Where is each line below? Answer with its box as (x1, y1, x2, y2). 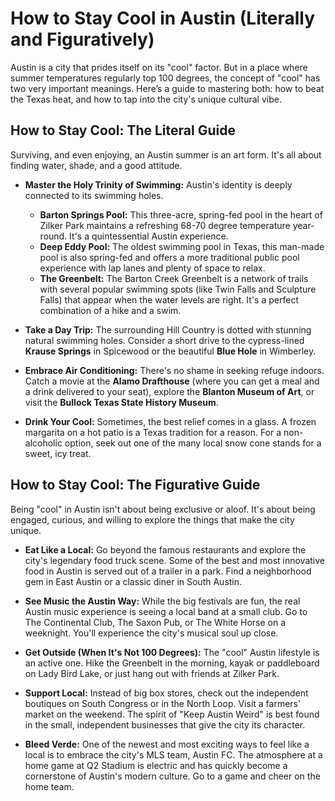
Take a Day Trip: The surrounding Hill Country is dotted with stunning (24, 323, 312, 336)
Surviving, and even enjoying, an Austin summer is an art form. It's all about (10, 148, 322, 161)
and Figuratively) (10, 28, 155, 51)
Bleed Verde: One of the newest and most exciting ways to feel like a (24, 738, 310, 750)
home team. (24, 780, 75, 792)
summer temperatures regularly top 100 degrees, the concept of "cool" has (10, 72, 321, 84)
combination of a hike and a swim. (39, 304, 182, 316)
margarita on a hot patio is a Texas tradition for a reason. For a (24, 426, 282, 438)
